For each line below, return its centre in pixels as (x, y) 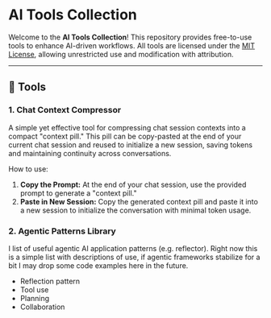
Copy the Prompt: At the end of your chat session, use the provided (133, 184)
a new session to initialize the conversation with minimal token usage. (135, 210)
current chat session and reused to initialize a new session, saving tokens (130, 145)
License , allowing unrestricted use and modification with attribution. (121, 54)
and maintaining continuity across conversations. (90, 153)
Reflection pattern (50, 281)
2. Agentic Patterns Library (63, 231)
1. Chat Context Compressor (65, 110)
